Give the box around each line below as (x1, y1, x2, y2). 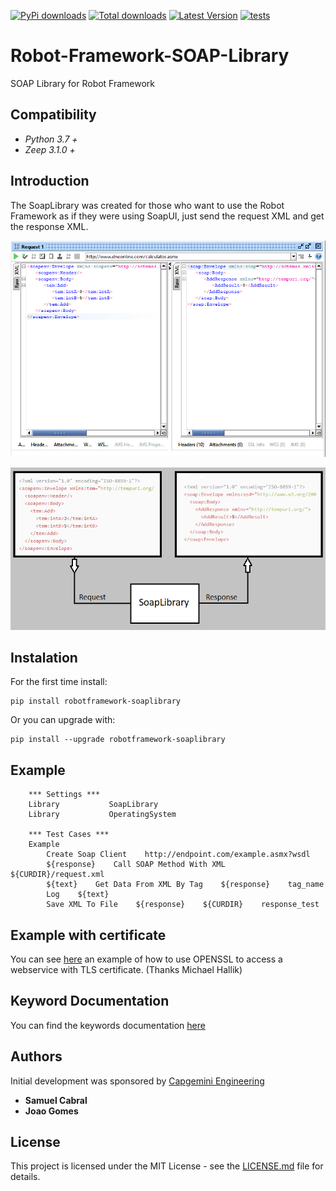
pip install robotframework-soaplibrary (10, 696, 182, 707)
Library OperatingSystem (28, 810, 177, 820)
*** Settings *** (28, 790, 101, 800)
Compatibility (10, 106, 97, 124)
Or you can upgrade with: (10, 714, 116, 726)
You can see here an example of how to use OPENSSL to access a (10, 953, 283, 965)
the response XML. (10, 220, 89, 232)
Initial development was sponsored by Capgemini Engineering (10, 1075, 265, 1087)
